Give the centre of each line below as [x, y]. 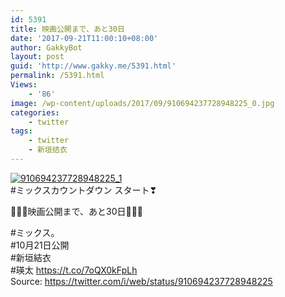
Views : [24, 85]
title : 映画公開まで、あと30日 [67, 29]
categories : [35, 112]
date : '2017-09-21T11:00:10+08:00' [84, 38]
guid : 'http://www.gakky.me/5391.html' [93, 66]
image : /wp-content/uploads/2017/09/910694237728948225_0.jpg [142, 103]
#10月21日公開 [40, 245]
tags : [21, 131]
